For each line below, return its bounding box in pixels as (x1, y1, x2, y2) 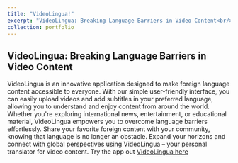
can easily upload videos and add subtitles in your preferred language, (7, 95, 214, 103)
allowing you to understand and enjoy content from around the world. (7, 102, 210, 111)
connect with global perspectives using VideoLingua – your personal (7, 140, 208, 149)
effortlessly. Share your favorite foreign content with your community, (7, 125, 210, 133)
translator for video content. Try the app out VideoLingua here (7, 147, 189, 156)
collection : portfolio (7, 23, 74, 30)
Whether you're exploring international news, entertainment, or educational (7, 110, 227, 118)
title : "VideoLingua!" (7, 10, 74, 18)
